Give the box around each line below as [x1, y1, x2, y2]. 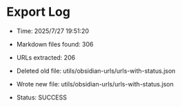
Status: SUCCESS [16, 93, 67, 102]
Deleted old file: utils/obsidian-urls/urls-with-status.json [16, 67, 176, 75]
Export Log [6, 4, 70, 20]
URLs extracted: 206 [16, 53, 76, 62]
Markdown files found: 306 [16, 40, 94, 48]
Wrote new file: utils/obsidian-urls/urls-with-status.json [16, 80, 174, 88]
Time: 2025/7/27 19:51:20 [16, 27, 90, 35]
